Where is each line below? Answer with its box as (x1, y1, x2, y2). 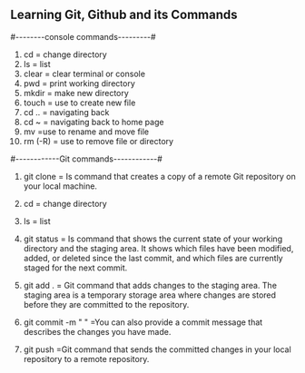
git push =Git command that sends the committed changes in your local (23, 344, 291, 355)
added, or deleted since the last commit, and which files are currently (23, 252, 284, 263)
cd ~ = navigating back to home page (23, 116, 164, 127)
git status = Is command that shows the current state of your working (23, 233, 283, 244)
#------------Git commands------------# (10, 153, 162, 164)
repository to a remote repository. (23, 353, 150, 364)
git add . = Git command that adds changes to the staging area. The (23, 280, 278, 290)
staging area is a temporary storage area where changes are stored (23, 290, 276, 300)
